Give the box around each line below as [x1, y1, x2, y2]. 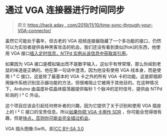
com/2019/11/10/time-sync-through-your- [67, 22, 153, 28]
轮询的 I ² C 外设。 [5, 92, 43, 98]
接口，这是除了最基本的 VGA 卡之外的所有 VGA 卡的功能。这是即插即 [20, 73, 162, 79]
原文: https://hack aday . [17, 22, 66, 28]
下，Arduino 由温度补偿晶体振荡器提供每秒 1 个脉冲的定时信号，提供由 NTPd [5, 86, 162, 92]
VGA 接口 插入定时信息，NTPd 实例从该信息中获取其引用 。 [10, 50, 130, 56]
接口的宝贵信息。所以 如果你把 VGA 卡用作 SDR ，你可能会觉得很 [24, 109, 157, 115]
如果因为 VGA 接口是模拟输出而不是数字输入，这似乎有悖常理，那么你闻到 [5, 61, 157, 67]
